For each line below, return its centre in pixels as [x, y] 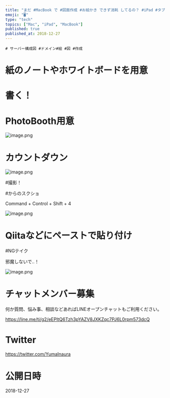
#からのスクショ [22, 193]
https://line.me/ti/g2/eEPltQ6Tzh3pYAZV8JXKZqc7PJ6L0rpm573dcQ [78, 319]
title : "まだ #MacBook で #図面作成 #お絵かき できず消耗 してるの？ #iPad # [81, 10]
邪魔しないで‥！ [22, 262]
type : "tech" [19, 19]
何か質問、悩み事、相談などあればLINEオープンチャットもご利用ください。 [83, 309]
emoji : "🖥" [17, 15]
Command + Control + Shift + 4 [38, 204]
